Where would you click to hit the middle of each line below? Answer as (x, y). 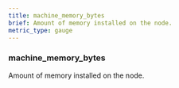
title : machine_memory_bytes (56, 15)
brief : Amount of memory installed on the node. (90, 23)
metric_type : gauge (41, 30)
